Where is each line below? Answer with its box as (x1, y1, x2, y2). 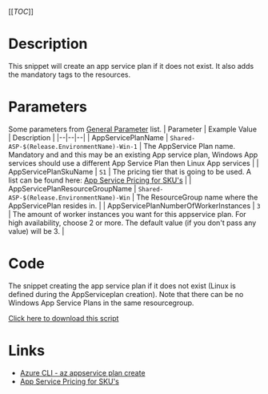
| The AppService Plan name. (138, 141, 236, 151)
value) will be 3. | (8, 226, 65, 235)
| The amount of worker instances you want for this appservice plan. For (8, 209, 246, 219)
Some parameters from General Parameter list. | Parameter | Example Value (8, 124, 258, 134)
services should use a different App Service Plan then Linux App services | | (8, 158, 259, 167)
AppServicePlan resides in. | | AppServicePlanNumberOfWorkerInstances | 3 (8, 200, 261, 211)
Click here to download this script (8, 313, 119, 323)
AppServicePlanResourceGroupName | (8, 183, 137, 193)
